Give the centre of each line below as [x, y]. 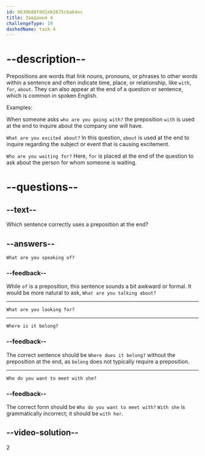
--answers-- [31, 244]
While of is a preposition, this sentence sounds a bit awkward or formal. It [99, 286]
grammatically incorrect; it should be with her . [65, 413]
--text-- [21, 209]
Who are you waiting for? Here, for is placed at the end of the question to [100, 156]
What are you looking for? [41, 310]
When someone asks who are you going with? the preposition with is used [101, 119]
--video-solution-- [42, 432]
